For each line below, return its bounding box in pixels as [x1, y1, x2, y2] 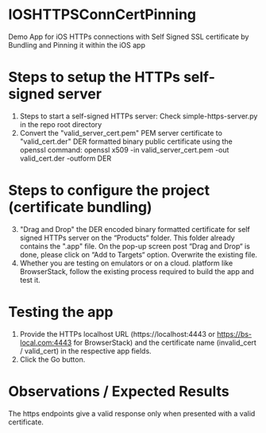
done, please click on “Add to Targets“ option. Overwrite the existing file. [19, 249, 258, 259]
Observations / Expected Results [8, 382, 230, 400]
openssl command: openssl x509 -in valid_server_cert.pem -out [19, 145, 229, 154]
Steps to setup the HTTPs [8, 68, 181, 87]
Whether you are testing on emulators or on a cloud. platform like [19, 258, 233, 268]
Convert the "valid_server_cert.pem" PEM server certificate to [19, 128, 222, 137]
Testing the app [8, 303, 114, 321]
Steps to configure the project [8, 181, 210, 199]
